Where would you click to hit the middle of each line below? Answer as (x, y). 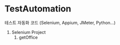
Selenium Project (29, 32)
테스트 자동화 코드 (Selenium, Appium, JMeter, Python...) (60, 22)
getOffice (28, 37)
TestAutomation (38, 9)
